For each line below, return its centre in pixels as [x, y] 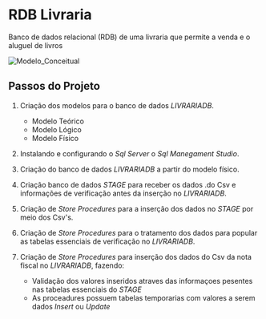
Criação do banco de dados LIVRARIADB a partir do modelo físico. [129, 169]
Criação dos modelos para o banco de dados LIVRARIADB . [117, 105]
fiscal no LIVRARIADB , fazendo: [72, 265]
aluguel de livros [36, 45]
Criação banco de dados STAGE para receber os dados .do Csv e [128, 184]
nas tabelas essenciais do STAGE [87, 289]
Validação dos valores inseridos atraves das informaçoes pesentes [142, 281]
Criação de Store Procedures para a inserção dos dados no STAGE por [137, 208]
